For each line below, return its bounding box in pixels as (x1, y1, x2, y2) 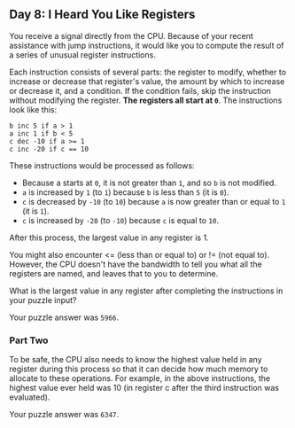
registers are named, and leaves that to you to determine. (9, 268, 219, 278)
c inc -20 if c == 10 (9, 144, 89, 153)
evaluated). (9, 392, 50, 402)
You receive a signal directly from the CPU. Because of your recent (9, 30, 254, 41)
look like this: (9, 104, 58, 114)
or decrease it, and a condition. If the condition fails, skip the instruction (9, 85, 272, 96)
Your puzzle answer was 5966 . (9, 312, 120, 323)
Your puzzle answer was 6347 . (9, 409, 120, 420)
